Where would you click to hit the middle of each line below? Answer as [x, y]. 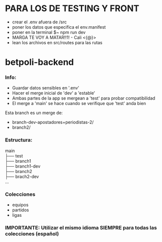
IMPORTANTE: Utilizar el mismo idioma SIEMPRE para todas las [81, 227]
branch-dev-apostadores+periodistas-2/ [53, 122]
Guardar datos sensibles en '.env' [45, 88]
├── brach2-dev [22, 176]
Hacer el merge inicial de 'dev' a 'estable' [54, 93]
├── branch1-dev [23, 166]
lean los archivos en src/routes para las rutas [57, 42]
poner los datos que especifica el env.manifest [59, 27]
